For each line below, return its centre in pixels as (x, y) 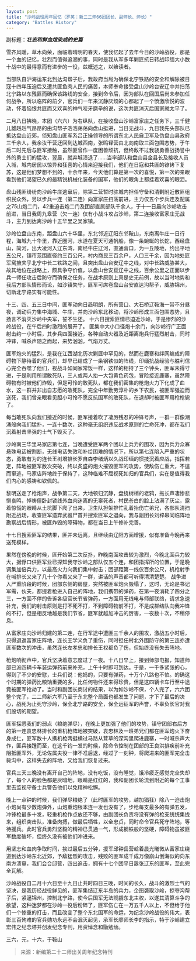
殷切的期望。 (26, 711)
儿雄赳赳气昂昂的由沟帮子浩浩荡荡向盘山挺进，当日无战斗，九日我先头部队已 (98, 128)
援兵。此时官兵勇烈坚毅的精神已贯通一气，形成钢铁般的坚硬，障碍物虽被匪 (100, 829)
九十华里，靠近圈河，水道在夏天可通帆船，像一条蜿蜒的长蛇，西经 (105, 241)
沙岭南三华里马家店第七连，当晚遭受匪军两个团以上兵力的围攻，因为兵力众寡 (98, 444)
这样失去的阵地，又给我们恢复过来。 (70, 760)
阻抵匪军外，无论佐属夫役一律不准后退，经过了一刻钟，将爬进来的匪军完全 (95, 753)
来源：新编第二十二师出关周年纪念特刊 (66, 952)
